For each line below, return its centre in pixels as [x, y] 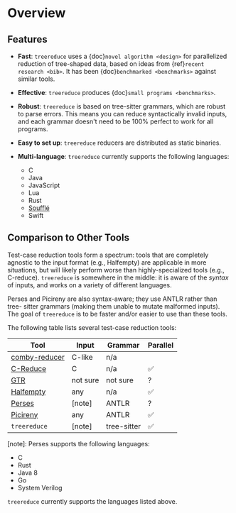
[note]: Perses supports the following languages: [79, 443]
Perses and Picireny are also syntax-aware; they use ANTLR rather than [112, 299]
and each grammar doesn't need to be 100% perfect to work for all [116, 121]
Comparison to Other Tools [69, 238]
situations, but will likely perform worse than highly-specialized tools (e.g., [116, 270]
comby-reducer [38, 357]
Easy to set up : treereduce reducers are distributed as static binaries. [119, 143]
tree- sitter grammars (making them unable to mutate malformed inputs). [114, 306]
